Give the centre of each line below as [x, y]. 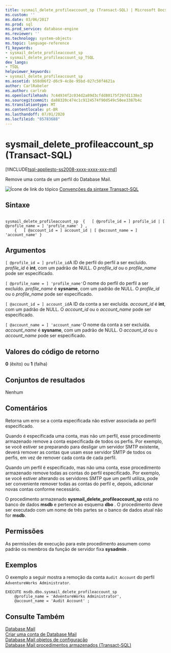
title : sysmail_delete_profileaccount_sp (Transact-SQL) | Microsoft [81, 10]
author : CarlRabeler [27, 86]
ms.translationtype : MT [31, 105]
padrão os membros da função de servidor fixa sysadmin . [67, 549]
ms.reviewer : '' [22, 34]
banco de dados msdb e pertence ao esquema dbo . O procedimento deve [84, 504]
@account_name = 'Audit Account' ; [52, 601]
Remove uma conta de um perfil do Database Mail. [58, 179]
